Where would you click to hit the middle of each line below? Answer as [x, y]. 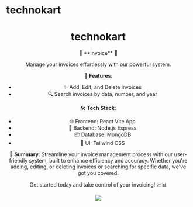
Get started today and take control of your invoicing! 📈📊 [98, 185]
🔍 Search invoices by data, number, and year [103, 94]
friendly [18, 161]
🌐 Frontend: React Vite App [102, 122]
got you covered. [98, 173]
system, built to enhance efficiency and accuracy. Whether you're [108, 161]
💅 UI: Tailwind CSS [103, 143]
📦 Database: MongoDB [103, 134]
